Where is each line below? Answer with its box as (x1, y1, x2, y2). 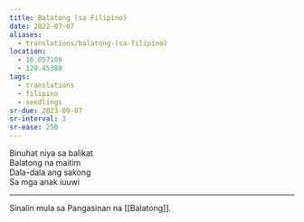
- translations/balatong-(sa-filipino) (17, 38, 168, 48)
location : (9, 47, 47, 56)
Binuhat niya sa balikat (9, 148, 93, 159)
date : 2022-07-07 (9, 22, 75, 31)
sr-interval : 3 (9, 114, 67, 123)
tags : (9, 72, 30, 82)
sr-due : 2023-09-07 (9, 106, 83, 115)
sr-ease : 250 (9, 123, 59, 132)
